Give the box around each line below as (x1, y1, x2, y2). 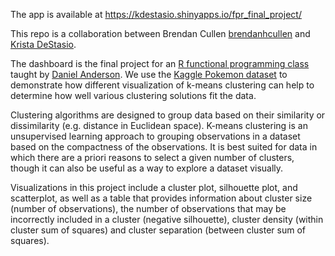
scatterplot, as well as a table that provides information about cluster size (10, 192, 313, 204)
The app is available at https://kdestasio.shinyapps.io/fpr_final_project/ (10, 9, 302, 20)
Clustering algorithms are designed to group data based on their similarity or (10, 109, 326, 121)
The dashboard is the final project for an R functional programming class (10, 58, 310, 69)
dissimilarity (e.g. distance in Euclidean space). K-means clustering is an (10, 120, 308, 131)
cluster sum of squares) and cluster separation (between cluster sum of (10, 224, 307, 236)
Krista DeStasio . (10, 39, 77, 50)
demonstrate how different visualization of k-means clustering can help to (10, 79, 315, 91)
